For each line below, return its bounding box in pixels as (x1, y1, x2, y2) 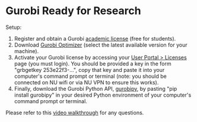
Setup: (5, 24, 22, 31)
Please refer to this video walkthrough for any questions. (5, 109, 144, 116)
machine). (14, 47, 39, 54)
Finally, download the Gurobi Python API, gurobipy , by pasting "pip (14, 85, 177, 92)
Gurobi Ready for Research (5, 4, 141, 18)
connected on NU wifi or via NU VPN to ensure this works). (14, 78, 159, 86)
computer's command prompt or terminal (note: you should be (14, 72, 167, 80)
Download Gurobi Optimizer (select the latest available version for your (14, 41, 188, 48)
